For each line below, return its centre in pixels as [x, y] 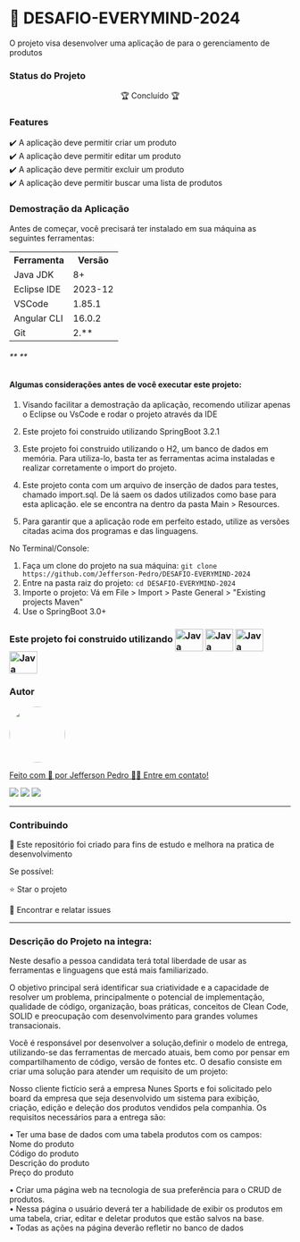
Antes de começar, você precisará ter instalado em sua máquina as [133, 228]
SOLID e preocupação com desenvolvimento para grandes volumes [134, 1016]
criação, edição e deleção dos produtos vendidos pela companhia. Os [138, 1108]
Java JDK [34, 275]
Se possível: [32, 872]
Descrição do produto [50, 1163]
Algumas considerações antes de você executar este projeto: [126, 384]
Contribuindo [39, 824]
